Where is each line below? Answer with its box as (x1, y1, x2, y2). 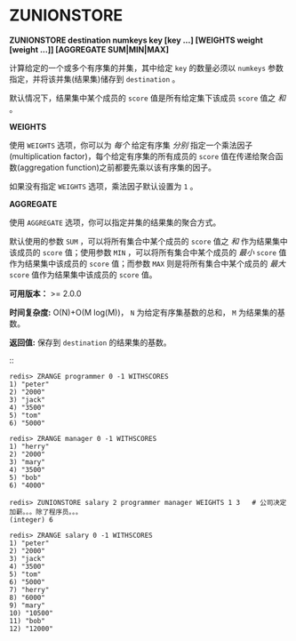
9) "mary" (9, 601, 46, 610)
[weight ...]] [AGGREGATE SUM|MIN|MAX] (9, 44, 169, 54)
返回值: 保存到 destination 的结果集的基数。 (9, 337, 172, 348)
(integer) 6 (9, 515, 53, 525)
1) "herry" (9, 442, 50, 451)
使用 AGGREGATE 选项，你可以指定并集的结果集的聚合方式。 (9, 217, 221, 228)
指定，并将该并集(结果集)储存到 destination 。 (9, 73, 180, 84)
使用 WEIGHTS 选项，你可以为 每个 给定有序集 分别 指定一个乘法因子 (9, 140, 253, 150)
